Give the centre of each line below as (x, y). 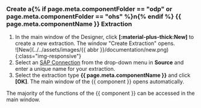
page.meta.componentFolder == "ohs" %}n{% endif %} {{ (94, 16)
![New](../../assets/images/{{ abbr (57, 50)
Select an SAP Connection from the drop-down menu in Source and (99, 62)
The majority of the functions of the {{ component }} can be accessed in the (100, 93)
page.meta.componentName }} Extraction (69, 24)
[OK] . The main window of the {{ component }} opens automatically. (100, 82)
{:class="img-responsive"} (48, 56)
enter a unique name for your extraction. (65, 69)
